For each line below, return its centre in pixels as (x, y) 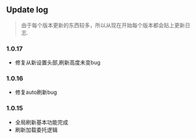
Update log (27, 10)
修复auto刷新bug (36, 92)
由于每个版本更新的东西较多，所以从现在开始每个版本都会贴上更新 (103, 25)
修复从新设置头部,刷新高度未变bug (58, 63)
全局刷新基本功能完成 (41, 122)
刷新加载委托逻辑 (36, 129)
